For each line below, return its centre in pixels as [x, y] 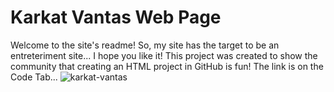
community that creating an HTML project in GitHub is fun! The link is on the [167, 66]
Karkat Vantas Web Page [116, 17]
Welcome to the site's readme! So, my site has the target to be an [145, 45]
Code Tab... [34, 77]
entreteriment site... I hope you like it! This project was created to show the [164, 55]
